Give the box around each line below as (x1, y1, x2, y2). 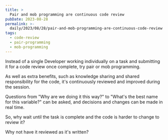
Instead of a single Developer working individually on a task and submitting (5, 58, 160, 64)
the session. (5, 83, 31, 90)
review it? (5, 119, 25, 125)
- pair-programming (10, 40, 51, 45)
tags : (5, 30, 17, 35)
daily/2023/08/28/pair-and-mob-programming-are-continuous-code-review (10, 26, 163, 31)
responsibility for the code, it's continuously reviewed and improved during (5, 78, 160, 84)
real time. (5, 104, 25, 110)
